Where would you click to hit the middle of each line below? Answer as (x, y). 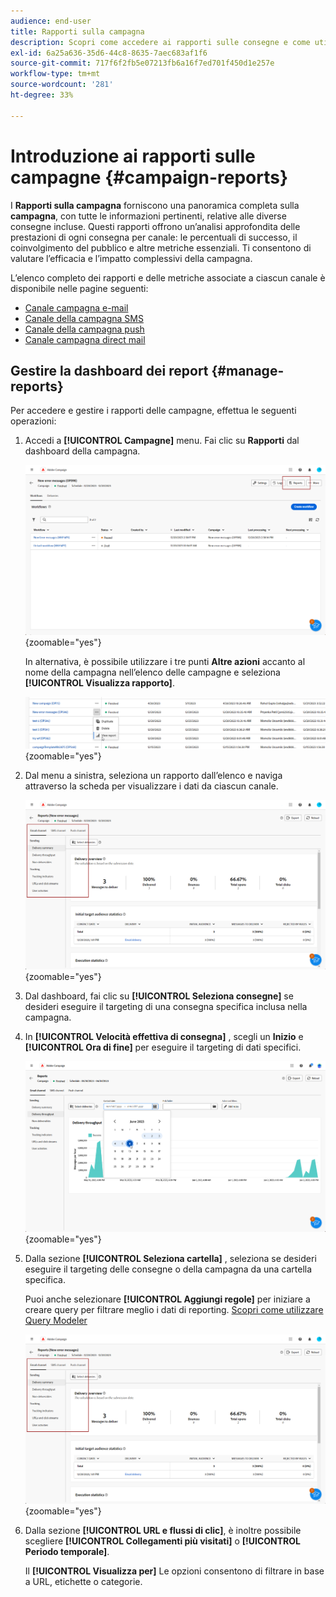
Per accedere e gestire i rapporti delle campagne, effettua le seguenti (153, 411)
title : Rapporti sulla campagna (77, 31)
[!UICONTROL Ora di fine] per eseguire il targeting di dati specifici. (163, 1047)
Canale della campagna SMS (84, 318)
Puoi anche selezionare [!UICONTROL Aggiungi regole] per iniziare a (167, 1299)
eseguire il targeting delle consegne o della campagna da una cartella (168, 1269)
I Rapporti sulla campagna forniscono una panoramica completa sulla (155, 205)
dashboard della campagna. (82, 451)
